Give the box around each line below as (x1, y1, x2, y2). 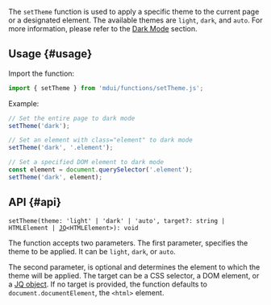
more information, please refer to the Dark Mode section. (8, 24, 198, 33)
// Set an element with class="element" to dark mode (8, 136, 194, 144)
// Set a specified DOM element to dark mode (8, 159, 164, 167)
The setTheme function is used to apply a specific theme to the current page (8, 7, 260, 16)
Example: (8, 98, 40, 108)
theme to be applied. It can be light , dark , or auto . (8, 246, 176, 256)
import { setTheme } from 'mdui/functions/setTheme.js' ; (8, 84, 204, 92)
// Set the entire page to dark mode (8, 114, 135, 122)
